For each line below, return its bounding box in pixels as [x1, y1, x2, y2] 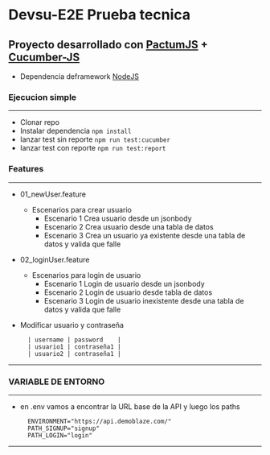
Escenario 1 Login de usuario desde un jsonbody [43, 279, 205, 288]
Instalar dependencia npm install [19, 126, 132, 136]
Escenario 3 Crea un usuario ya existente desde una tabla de [43, 230, 246, 240]
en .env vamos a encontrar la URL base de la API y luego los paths [19, 401, 240, 412]
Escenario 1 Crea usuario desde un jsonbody [43, 213, 192, 223]
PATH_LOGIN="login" [27, 431, 92, 440]
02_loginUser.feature [19, 254, 90, 264]
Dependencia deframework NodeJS [19, 72, 139, 81]
